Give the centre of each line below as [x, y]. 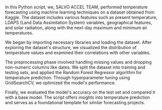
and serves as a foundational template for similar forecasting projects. [75, 102]
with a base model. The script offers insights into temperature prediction [78, 97]
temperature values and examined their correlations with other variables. [78, 53]
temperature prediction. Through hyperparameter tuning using [68, 78]
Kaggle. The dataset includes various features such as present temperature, [81, 17]
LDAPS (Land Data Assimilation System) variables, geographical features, [79, 22]
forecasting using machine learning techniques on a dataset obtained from [80, 12]
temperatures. [19, 33]
